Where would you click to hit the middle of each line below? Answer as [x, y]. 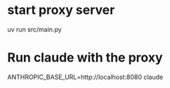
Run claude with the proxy [85, 58]
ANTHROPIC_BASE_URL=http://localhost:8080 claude [85, 77]
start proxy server [61, 10]
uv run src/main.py [34, 29]
